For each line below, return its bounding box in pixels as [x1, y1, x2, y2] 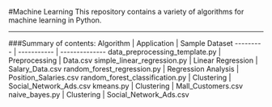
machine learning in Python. [8, 15, 102, 25]
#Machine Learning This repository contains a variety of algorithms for [8, 7, 244, 16]
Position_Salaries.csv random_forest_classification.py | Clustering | [8, 72, 232, 82]
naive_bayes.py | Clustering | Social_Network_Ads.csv [8, 90, 189, 99]
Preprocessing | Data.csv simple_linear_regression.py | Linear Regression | [8, 56, 258, 65]
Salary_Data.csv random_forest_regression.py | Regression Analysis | [8, 64, 240, 73]
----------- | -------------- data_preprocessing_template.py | [17, 47, 221, 56]
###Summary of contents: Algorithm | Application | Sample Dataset [8, 39, 233, 47]
